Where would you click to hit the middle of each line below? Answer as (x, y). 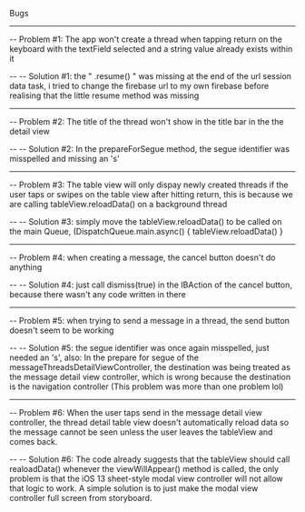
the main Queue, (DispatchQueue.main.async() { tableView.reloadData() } (146, 231)
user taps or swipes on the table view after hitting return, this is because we (151, 194)
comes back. (34, 442)
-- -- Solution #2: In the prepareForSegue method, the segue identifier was (150, 149)
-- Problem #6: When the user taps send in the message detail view (136, 412)
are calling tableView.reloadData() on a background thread (118, 204)
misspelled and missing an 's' (64, 159)
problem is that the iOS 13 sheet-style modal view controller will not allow (146, 478)
